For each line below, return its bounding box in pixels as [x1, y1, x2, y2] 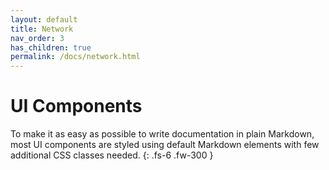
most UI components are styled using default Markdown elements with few [10, 139, 320, 151]
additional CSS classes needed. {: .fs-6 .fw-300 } [10, 149, 214, 161]
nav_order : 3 [10, 33, 65, 43]
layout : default [10, 14, 78, 25]
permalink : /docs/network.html [10, 52, 141, 62]
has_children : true [10, 42, 92, 53]
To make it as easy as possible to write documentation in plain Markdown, [10, 128, 315, 140]
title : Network [10, 24, 74, 34]
